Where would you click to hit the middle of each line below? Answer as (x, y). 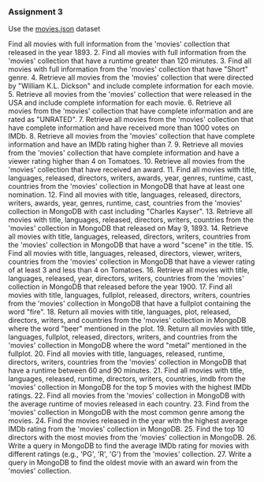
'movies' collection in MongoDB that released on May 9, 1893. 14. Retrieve (128, 228)
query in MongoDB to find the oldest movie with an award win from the (123, 462)
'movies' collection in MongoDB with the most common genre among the (126, 413)
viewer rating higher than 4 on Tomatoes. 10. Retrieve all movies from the (127, 161)
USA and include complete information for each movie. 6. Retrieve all (120, 103)
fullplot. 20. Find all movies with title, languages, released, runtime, (117, 354)
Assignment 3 (35, 12)
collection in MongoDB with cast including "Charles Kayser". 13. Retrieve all (130, 212)
